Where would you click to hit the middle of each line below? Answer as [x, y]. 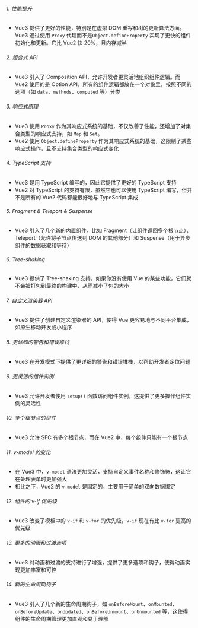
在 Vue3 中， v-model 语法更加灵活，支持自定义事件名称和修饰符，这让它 [103, 472]
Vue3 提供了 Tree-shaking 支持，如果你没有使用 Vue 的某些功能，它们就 [103, 278]
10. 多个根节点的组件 [31, 418]
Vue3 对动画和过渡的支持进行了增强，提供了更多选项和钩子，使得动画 [100, 562]
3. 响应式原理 [22, 107]
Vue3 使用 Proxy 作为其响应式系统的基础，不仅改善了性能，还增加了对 [100, 126]
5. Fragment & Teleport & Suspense [49, 211]
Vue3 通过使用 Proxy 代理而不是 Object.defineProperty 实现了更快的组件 [103, 36]
